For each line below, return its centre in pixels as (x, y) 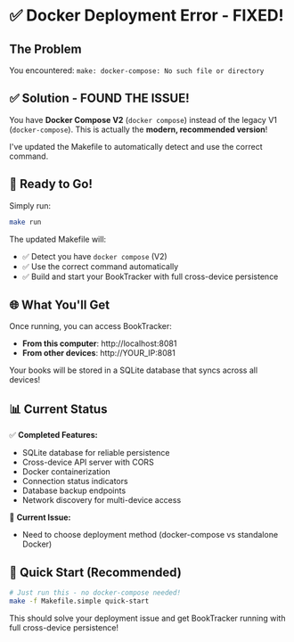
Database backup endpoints (74, 490)
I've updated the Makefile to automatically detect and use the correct (136, 146)
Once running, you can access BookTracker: (90, 326)
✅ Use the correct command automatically (100, 266)
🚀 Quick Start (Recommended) (96, 572)
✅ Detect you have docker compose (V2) (94, 256)
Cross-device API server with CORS (88, 462)
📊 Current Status (58, 409)
